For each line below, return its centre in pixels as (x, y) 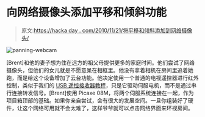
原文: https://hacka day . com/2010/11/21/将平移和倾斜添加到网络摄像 (107, 30)
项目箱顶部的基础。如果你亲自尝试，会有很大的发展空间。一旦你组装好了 (97, 100)
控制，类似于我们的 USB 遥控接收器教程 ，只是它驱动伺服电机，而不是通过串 (102, 85)
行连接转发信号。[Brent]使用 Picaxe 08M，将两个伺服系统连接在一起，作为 (100, 93)
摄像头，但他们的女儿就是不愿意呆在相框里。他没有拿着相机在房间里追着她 (100, 70)
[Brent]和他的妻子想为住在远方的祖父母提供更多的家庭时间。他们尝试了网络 (101, 62)
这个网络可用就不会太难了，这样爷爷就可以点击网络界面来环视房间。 (108, 108)
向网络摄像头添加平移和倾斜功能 (87, 12)
